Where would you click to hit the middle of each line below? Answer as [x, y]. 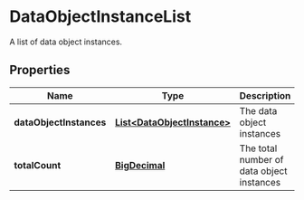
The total [258, 148]
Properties [40, 70]
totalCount [38, 165]
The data [258, 110]
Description [265, 95]
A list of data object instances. [66, 42]
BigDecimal [140, 165]
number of [261, 159]
